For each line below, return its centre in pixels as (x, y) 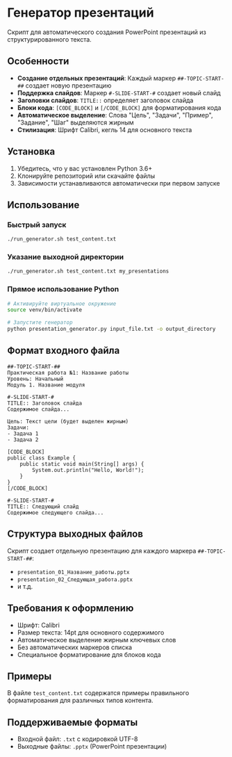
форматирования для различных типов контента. (81, 701)
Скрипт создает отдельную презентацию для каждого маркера (102, 551)
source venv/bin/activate (44, 310)
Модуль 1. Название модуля (46, 385)
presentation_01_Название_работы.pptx (73, 572)
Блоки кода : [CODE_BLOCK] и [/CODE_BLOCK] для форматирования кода (119, 107)
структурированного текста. (49, 39)
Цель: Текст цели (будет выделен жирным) (68, 421)
